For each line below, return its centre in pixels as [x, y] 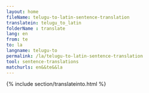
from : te [17, 39]
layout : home [22, 12]
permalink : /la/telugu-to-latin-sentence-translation [75, 56]
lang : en [17, 34]
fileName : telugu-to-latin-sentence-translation [68, 17]
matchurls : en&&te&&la [34, 67]
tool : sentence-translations [42, 61]
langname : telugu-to [32, 51]
